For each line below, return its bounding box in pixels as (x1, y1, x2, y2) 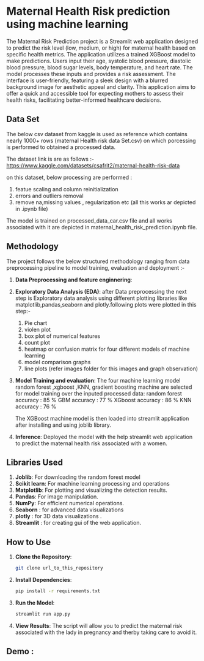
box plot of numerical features (24, 332, 101, 340)
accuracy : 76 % (15, 403, 57, 410)
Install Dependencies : (15, 576, 72, 584)
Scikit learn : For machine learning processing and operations (15, 480, 170, 487)
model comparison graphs (24, 358, 91, 365)
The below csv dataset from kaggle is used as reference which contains (6, 130, 188, 137)
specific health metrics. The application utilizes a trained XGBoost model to (6, 50, 195, 58)
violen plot (24, 326, 51, 333)
